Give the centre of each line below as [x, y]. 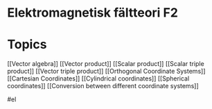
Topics [27, 45]
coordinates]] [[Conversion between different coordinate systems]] [103, 86]
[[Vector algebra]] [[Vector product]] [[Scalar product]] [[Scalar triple [106, 64]
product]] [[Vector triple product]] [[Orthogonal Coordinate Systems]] [106, 72]
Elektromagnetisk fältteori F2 [93, 13]
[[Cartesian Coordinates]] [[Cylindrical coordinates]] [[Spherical [98, 78]
